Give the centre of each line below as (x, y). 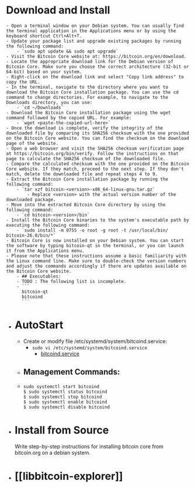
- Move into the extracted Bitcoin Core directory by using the (86, 205)
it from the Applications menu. (45, 251)
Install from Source (62, 430)
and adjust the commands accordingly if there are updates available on (96, 266)
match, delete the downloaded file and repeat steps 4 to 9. (82, 174)
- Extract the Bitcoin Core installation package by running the (87, 179)
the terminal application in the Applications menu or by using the (91, 31)
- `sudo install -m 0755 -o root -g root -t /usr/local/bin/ (92, 230)
